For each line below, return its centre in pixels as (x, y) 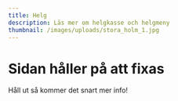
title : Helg (27, 15)
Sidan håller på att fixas (86, 69)
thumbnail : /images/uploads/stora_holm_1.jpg (84, 30)
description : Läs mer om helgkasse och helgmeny (89, 23)
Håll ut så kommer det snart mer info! (68, 90)
